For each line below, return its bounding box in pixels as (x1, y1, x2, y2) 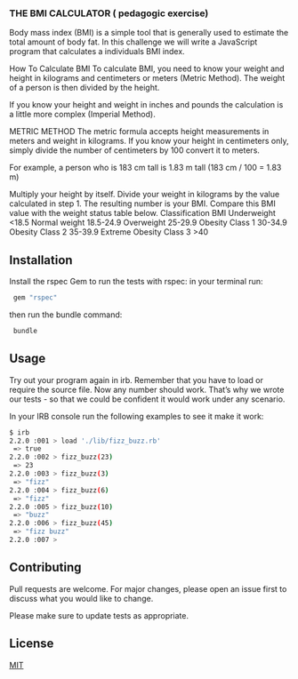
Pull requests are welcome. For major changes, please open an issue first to (9, 583, 287, 594)
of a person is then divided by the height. (9, 83, 160, 93)
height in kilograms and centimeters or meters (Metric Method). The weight (9, 73, 286, 84)
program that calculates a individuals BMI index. (9, 46, 185, 57)
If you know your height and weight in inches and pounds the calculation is (9, 100, 284, 110)
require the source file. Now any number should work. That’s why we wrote (9, 384, 285, 395)
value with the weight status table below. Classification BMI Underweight (9, 208, 276, 219)
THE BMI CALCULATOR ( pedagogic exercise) (9, 7, 209, 20)
